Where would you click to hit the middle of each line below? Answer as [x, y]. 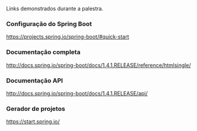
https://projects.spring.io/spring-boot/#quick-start [68, 37]
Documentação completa [43, 52]
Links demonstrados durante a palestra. [55, 9]
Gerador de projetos [36, 108]
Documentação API [35, 81]
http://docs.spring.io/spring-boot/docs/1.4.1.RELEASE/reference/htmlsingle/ [99, 65]
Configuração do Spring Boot [49, 24]
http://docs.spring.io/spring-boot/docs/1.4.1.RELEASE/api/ [77, 93]
